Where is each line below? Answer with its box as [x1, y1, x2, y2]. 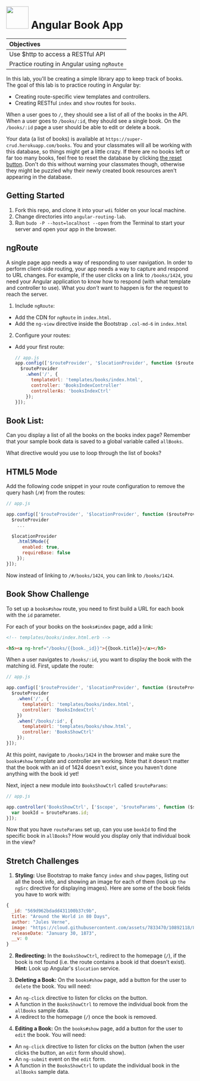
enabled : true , [21, 544, 60, 550]
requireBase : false [21, 550, 70, 556]
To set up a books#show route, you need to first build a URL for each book [6, 605, 185, 612]
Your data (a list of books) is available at [6, 135, 104, 142]
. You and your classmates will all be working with [70, 141, 192, 149]
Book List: [6, 415, 44, 425]
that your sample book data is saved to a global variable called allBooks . [6, 438, 184, 445]
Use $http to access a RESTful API [9, 50, 105, 58]
